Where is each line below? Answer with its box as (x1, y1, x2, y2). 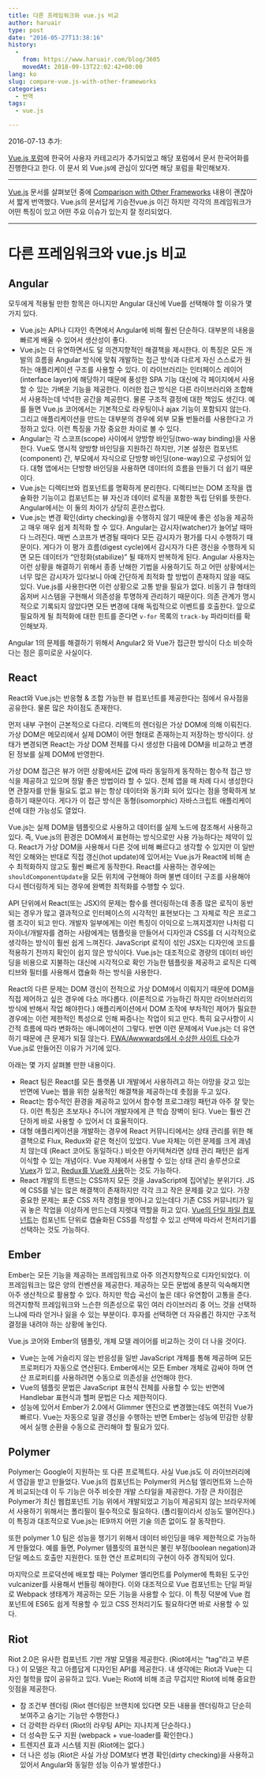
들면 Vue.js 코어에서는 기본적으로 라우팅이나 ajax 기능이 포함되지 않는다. (28, 404, 251, 413)
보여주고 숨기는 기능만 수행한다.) (19, 1711, 120, 1720)
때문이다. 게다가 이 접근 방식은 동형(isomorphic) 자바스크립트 (28, 795, 218, 805)
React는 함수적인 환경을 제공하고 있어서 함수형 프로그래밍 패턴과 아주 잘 (19, 1096, 241, 1105)
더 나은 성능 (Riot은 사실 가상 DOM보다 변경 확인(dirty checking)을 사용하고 (19, 1750, 255, 1760)
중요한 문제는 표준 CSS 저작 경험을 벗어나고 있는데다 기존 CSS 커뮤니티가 (19, 1195, 246, 1204)
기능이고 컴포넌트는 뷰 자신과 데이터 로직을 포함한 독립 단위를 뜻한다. (40, 493, 252, 502)
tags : (8, 99, 26, 107)
